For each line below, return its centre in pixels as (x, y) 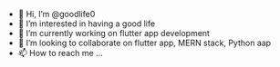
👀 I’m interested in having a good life (87, 24)
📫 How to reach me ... (60, 53)
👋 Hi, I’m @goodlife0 (57, 14)
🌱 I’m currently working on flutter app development (114, 33)
